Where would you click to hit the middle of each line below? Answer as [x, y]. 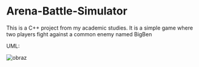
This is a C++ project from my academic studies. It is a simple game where [99, 28]
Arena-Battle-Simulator [67, 11]
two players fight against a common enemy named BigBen [79, 34]
